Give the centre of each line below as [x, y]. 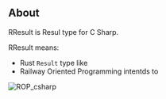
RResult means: [34, 48]
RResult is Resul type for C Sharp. [64, 32]
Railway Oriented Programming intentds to [89, 71]
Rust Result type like [54, 63]
